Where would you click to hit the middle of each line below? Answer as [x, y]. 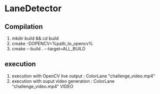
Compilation [24, 27]
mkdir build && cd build [35, 38]
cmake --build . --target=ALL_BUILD [48, 49]
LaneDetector [33, 9]
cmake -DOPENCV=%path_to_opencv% [52, 44]
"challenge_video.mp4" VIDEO [42, 86]
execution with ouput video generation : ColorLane [63, 81]
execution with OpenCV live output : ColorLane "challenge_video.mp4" [83, 76]
